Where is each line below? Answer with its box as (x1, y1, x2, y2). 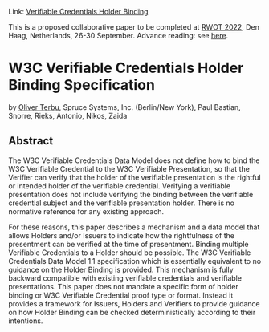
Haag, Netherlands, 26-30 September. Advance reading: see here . (8, 31, 229, 40)
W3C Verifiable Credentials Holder (8, 59, 244, 77)
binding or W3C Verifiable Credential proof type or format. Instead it (8, 290, 234, 300)
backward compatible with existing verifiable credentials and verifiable (8, 273, 243, 283)
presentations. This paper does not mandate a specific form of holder (8, 281, 238, 291)
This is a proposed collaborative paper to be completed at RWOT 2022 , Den (8, 22, 259, 31)
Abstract (8, 134, 54, 148)
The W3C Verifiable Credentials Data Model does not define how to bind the (8, 156, 260, 165)
